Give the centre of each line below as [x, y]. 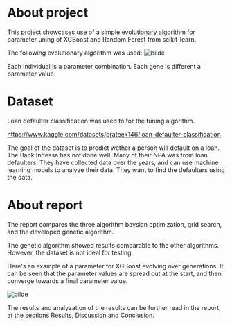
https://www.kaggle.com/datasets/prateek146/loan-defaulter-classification [114, 134]
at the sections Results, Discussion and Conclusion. [81, 315]
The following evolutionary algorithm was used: [75, 53]
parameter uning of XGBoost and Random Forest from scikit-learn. [102, 39]
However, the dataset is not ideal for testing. [70, 252]
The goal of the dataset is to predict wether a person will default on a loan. [114, 148]
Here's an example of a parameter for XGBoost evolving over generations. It [115, 266]
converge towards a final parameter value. [68, 281]
